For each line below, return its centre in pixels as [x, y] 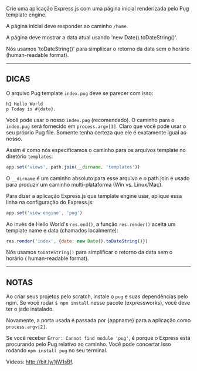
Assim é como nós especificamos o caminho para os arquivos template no [96, 150]
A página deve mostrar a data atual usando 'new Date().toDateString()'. [92, 37]
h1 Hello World [25, 104]
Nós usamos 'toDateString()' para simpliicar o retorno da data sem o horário [98, 49]
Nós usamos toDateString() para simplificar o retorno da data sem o [89, 252]
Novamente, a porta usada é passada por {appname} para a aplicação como [98, 321]
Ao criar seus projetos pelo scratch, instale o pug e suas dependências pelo [97, 296]
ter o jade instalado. [30, 309]
